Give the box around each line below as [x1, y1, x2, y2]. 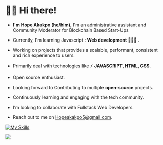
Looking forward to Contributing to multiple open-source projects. [12, 84, 153, 90]
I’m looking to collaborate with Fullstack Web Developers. [12, 104, 134, 110]
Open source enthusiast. [12, 74, 65, 80]
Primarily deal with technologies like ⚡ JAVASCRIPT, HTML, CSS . [12, 63, 151, 69]
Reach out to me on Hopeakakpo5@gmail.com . [12, 114, 113, 120]
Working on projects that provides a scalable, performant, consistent [12, 47, 158, 53]
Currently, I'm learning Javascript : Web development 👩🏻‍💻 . [12, 37, 140, 43]
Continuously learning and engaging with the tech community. [12, 94, 145, 100]
